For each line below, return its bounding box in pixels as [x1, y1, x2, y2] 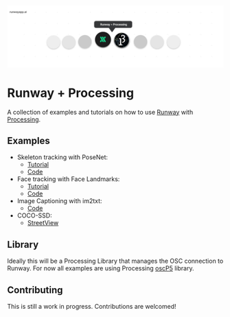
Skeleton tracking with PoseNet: [16, 153, 108, 161]
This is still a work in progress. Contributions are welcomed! [7, 303, 176, 311]
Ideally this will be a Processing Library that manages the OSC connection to [7, 257, 224, 266]
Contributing [7, 284, 63, 296]
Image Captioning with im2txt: [16, 197, 102, 205]
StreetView [27, 219, 59, 227]
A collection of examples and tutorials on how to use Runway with [7, 108, 194, 116]
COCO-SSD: [16, 211, 53, 220]
